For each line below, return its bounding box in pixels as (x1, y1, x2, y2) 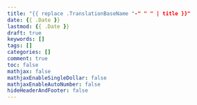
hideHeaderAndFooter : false (7, 87, 89, 94)
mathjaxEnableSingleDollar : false (7, 74, 108, 82)
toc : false (7, 61, 39, 68)
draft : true (7, 29, 42, 37)
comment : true (7, 55, 49, 62)
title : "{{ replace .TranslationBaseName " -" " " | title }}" (7, 10, 191, 17)
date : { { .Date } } (7, 17, 60, 23)
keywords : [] (7, 36, 45, 43)
